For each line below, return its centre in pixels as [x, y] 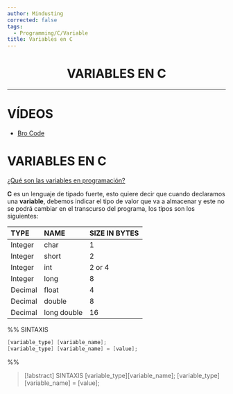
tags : [15, 26]
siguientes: [23, 216]
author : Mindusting [35, 14]
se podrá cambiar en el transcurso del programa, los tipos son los [101, 208]
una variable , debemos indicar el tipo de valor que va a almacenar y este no [116, 201]
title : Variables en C [40, 40]
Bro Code [31, 133]
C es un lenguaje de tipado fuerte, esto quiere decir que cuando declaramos [116, 194]
